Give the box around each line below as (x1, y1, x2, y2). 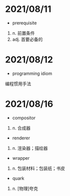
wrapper (12, 155, 30, 161)
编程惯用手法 (5, 80, 31, 86)
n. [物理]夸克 (12, 185, 38, 192)
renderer (12, 135, 31, 141)
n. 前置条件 (12, 30, 35, 36)
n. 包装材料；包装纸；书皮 (12, 165, 66, 171)
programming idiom (12, 70, 53, 76)
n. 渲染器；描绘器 (12, 145, 48, 151)
